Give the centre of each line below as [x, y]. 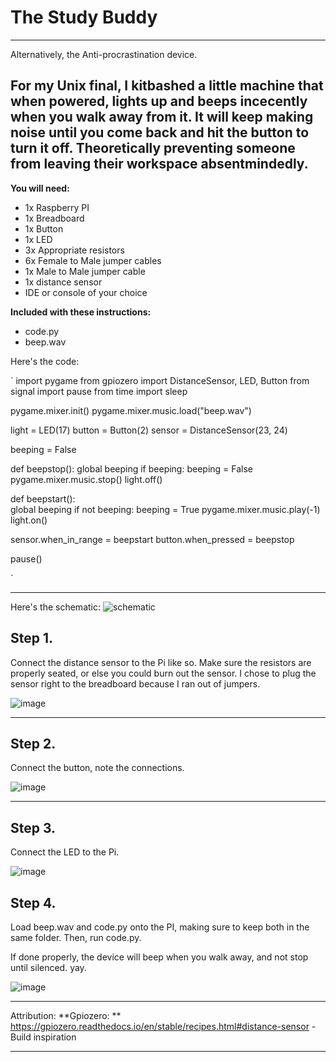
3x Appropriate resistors [74, 250]
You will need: [40, 188]
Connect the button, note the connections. [97, 768]
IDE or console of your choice [86, 292]
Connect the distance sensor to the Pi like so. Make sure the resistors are [161, 662]
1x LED [38, 239]
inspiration [55, 1037]
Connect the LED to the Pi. [65, 852]
